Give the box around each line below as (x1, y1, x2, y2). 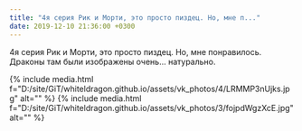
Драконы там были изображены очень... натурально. (9, 56, 216, 67)
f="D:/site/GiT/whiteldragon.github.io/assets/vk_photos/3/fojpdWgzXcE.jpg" (9, 102, 294, 113)
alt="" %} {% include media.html (20, 92, 142, 104)
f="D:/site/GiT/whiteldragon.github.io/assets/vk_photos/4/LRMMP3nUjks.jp (9, 83, 291, 94)
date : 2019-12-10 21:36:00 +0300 (9, 22, 136, 31)
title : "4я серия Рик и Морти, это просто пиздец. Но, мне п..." (9, 13, 260, 23)
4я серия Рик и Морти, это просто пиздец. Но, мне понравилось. (9, 46, 262, 57)
